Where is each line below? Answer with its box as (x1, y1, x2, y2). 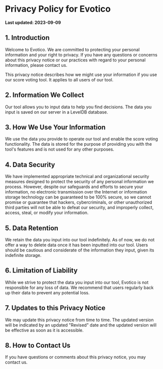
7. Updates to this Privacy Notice (5, 304, 106, 312)
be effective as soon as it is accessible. (5, 327, 84, 333)
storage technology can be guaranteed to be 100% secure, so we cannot (5, 194, 152, 200)
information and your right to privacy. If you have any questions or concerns (5, 52, 158, 58)
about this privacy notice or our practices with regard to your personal (5, 57, 146, 63)
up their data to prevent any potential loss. (5, 290, 90, 295)
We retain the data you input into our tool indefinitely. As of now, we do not (5, 237, 155, 242)
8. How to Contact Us (5, 341, 71, 350)
